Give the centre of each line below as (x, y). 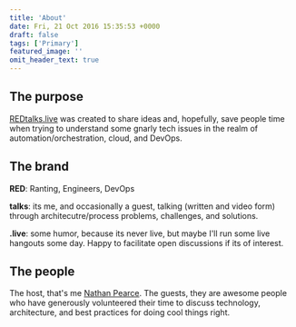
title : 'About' (38, 18)
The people (42, 272)
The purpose (46, 97)
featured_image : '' (46, 52)
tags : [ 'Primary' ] (44, 43)
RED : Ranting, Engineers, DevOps (72, 188)
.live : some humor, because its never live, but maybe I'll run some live (140, 233)
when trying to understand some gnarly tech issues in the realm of (134, 128)
